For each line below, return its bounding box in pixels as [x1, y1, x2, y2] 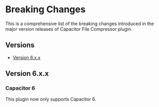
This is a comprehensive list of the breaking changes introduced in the [5, 20, 154, 27]
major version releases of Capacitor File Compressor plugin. [5, 26, 132, 32]
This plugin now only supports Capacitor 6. [5, 96, 96, 102]
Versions [5, 41, 35, 50]
